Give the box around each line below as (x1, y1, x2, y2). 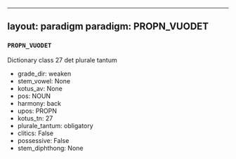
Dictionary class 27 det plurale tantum (7, 55, 117, 64)
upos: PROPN (17, 106, 58, 115)
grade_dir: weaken (17, 69, 72, 78)
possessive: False (17, 136, 70, 144)
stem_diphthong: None (17, 144, 84, 152)
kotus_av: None (17, 84, 63, 92)
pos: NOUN (17, 92, 51, 100)
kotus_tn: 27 (17, 113, 53, 123)
